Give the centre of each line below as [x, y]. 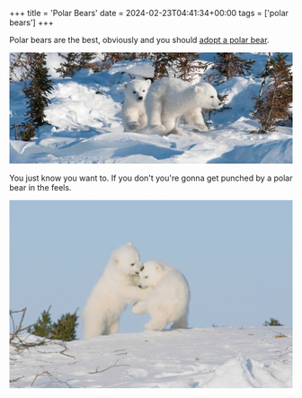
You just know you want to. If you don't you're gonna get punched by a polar [151, 178]
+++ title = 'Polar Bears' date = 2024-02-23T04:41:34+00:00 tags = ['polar [149, 13]
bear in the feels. [40, 187]
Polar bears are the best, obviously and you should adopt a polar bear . [139, 40]
